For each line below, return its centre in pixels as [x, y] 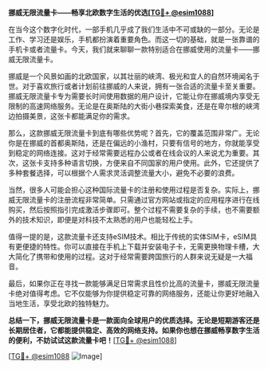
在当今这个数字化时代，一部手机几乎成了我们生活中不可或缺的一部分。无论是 [134, 29]
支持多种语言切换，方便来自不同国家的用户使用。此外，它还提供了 [151, 163]
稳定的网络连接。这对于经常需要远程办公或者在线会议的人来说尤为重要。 [134, 153]
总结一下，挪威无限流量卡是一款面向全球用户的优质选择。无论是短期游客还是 [134, 320]
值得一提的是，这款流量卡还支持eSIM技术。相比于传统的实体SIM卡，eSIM [129, 237]
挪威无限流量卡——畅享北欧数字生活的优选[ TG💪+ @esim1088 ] [111, 12]
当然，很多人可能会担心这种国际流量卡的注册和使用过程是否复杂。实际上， [130, 190]
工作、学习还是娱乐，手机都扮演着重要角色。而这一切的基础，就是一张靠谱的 [134, 39]
